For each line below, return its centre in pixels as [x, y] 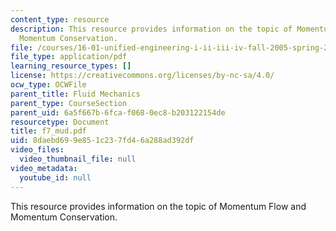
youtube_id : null [55, 177]
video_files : [37, 150]
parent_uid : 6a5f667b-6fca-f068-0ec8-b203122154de [118, 112]
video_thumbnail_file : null [78, 159]
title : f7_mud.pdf [48, 131]
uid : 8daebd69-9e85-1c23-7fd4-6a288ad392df [102, 141]
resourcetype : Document [60, 122]
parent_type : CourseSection [69, 103]
